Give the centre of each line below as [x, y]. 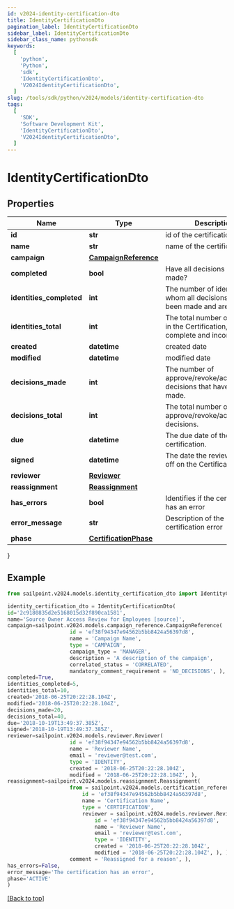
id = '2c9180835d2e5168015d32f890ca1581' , [67, 613]
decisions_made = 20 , [36, 710]
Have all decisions [195, 269]
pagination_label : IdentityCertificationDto [73, 27]
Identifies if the [190, 498]
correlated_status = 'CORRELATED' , [121, 664]
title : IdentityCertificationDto [56, 20]
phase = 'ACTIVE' [29, 879]
